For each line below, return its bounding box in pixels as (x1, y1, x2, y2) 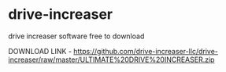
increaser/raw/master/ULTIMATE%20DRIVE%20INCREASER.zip (8, 55, 215, 64)
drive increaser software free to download (8, 31, 145, 41)
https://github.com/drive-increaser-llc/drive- (73, 46, 219, 56)
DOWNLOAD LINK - (8, 46, 72, 56)
